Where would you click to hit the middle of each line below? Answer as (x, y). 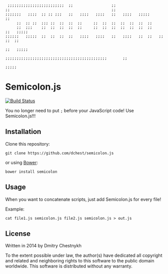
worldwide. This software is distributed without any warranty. (69, 266)
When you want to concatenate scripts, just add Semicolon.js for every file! (83, 199)
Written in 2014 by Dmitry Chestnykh (43, 246)
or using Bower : (22, 162)
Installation (23, 132)
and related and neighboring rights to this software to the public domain (80, 261)
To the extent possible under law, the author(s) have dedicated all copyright (84, 255)
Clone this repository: (28, 144)
